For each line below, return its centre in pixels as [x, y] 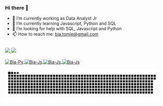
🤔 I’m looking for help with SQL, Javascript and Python [67, 29]
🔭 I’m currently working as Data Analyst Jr [54, 18]
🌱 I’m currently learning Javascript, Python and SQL [64, 23]
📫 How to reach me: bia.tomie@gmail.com [55, 34]
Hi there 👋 [17, 8]
